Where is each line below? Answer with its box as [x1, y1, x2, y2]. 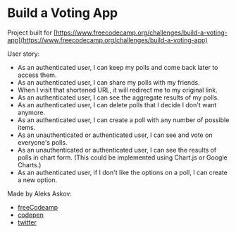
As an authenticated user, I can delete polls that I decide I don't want [17, 100, 217, 109]
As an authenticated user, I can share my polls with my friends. [17, 78, 200, 86]
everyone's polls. [17, 138, 68, 146]
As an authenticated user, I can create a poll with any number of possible [17, 115, 230, 124]
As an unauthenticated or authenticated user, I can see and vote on [17, 131, 213, 139]
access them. [17, 71, 57, 79]
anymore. [17, 108, 46, 116]
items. [17, 123, 36, 131]
